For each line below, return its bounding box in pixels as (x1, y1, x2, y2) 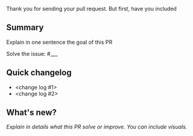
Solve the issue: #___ (6, 50, 59, 57)
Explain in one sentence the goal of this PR (6, 39, 113, 46)
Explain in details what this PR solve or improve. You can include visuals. (6, 123, 188, 131)
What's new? (6, 108, 57, 118)
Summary (6, 22, 44, 32)
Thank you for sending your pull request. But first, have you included (6, 5, 177, 12)
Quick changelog (6, 67, 72, 78)
